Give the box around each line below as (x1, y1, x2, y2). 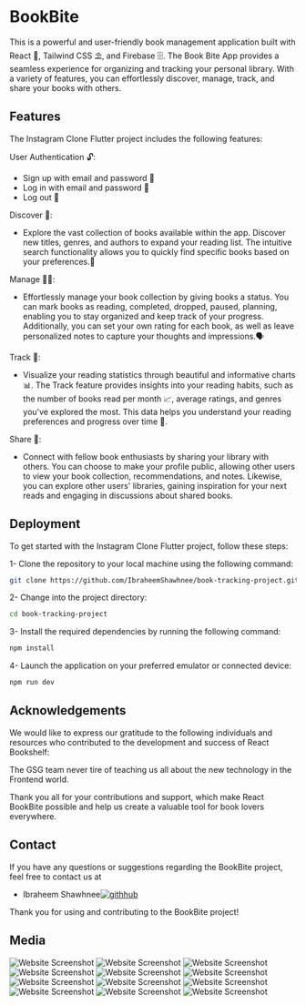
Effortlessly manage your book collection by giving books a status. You (22, 291, 290, 302)
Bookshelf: (9, 746, 50, 757)
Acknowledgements (9, 703, 127, 718)
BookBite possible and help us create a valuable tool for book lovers (9, 801, 265, 812)
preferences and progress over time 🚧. (22, 416, 168, 427)
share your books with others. (9, 82, 122, 93)
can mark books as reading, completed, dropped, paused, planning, (22, 300, 278, 311)
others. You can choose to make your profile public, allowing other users (22, 461, 296, 472)
